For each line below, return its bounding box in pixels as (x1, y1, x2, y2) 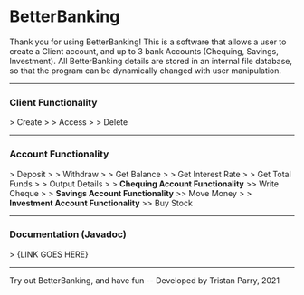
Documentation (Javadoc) (9, 228, 127, 241)
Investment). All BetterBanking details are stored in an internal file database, (9, 55, 292, 66)
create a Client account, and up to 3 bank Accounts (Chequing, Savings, (9, 45, 279, 56)
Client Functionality (9, 96, 98, 109)
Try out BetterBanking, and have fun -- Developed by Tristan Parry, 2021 (9, 274, 280, 286)
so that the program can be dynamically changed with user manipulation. (9, 65, 282, 76)
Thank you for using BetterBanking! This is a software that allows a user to (9, 36, 287, 47)
